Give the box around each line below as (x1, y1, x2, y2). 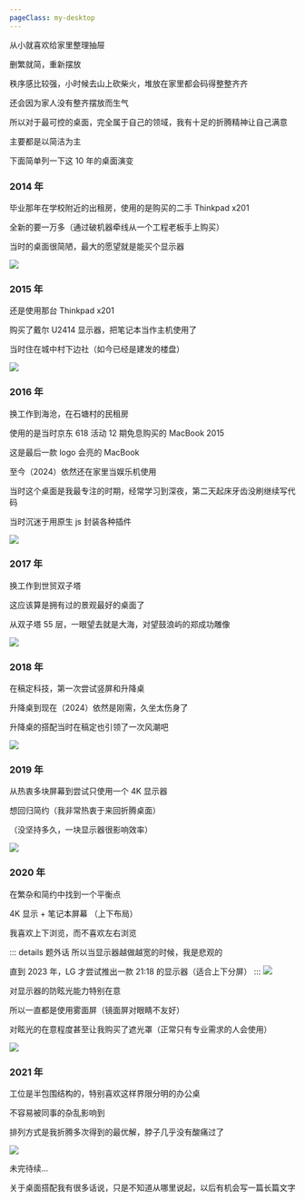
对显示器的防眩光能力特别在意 (9, 985, 121, 996)
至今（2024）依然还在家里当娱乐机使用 (9, 466, 157, 477)
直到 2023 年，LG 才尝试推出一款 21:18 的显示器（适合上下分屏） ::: (9, 966, 261, 977)
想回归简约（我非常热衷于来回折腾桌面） (9, 805, 161, 816)
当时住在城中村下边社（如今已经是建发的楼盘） (9, 344, 184, 355)
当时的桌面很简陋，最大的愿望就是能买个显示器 (9, 241, 184, 251)
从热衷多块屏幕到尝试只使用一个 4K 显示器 (9, 786, 168, 797)
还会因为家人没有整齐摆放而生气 (9, 97, 129, 108)
